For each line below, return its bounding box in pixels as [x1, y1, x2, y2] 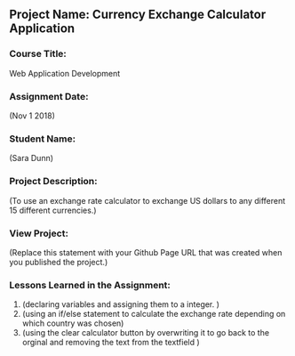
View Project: [9, 227, 69, 239]
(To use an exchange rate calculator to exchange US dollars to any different [9, 195, 286, 206]
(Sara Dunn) [9, 153, 54, 164]
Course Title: [9, 48, 67, 61]
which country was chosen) [21, 318, 124, 328]
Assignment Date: [9, 90, 89, 102]
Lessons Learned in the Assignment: [9, 279, 171, 291]
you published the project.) [9, 256, 108, 267]
